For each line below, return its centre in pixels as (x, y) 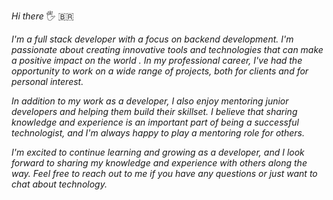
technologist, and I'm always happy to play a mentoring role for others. (158, 133)
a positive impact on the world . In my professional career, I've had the (157, 60)
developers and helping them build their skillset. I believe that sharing (154, 111)
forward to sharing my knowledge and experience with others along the (159, 163)
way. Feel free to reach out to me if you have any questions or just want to (164, 173)
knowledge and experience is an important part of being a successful (155, 122)
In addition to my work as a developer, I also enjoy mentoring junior (150, 101)
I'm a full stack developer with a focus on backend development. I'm (152, 39)
